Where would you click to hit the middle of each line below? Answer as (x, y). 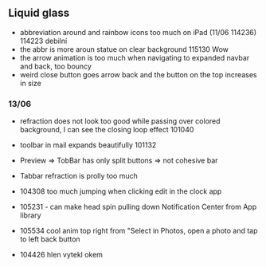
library (30, 215)
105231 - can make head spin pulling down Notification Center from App (138, 207)
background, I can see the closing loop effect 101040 (107, 130)
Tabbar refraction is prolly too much (78, 176)
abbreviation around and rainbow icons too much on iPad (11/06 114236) (138, 32)
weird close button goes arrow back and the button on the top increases (138, 74)
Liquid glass (39, 13)
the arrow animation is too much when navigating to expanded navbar (135, 57)
